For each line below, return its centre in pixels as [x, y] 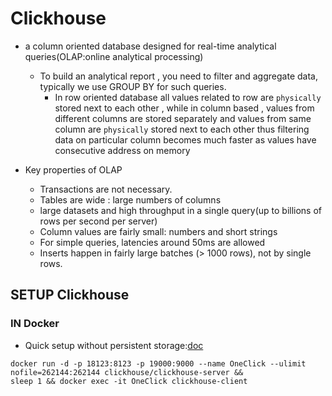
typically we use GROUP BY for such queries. [133, 86]
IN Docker [35, 324]
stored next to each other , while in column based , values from [184, 108]
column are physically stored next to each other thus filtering [182, 129]
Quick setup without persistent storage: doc [114, 345]
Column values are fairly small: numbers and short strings [158, 231]
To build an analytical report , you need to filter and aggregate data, [178, 76]
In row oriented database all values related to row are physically [188, 97]
